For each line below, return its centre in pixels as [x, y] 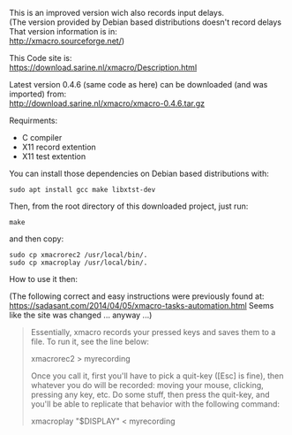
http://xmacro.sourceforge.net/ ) [67, 41]
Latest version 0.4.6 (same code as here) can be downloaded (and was [139, 84]
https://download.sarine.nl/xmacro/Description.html [103, 67]
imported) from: [38, 94]
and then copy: [37, 239]
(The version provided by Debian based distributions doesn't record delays [146, 22]
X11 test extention [54, 156]
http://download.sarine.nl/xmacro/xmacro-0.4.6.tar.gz [107, 103]
